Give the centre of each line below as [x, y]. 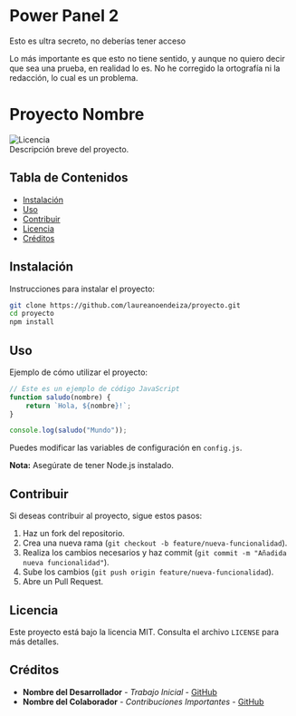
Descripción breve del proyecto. [69, 149]
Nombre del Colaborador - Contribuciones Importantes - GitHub [143, 701]
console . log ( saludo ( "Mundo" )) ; [68, 431]
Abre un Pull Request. [63, 582]
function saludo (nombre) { [60, 397]
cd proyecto [32, 314]
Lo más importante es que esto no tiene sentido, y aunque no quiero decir [147, 58]
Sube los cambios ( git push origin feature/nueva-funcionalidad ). [148, 572]
